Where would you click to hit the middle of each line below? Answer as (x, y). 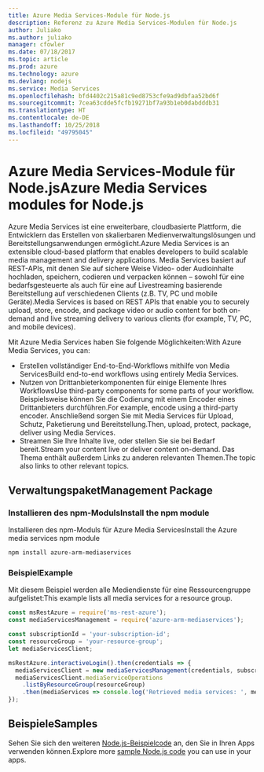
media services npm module (54, 539)
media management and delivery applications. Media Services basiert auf (127, 259)
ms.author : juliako (40, 37)
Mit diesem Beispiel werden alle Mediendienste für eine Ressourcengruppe (130, 590)
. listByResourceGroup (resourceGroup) (84, 685)
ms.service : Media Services (54, 88)
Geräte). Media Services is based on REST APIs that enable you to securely (129, 301)
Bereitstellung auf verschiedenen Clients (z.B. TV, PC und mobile (113, 293)
